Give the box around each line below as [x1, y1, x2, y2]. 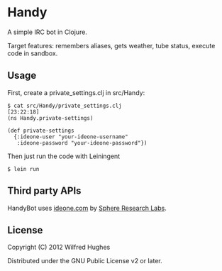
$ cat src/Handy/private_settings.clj [7, 102, 122, 109]
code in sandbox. [7, 49, 58, 57]
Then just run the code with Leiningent [7, 152, 121, 160]
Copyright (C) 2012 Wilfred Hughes [7, 243, 111, 252]
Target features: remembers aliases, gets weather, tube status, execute [7, 41, 216, 50]
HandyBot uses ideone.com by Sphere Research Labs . [7, 204, 167, 212]
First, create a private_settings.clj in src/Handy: [7, 88, 145, 96]
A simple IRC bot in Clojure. [7, 28, 87, 36]
